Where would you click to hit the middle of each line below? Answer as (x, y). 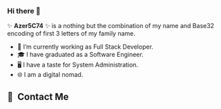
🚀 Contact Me (38, 96)
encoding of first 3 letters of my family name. (71, 34)
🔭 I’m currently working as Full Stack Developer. (85, 47)
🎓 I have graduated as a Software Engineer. (80, 55)
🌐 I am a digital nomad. (50, 75)
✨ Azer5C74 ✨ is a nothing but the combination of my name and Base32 (111, 26)
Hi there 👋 (24, 11)
